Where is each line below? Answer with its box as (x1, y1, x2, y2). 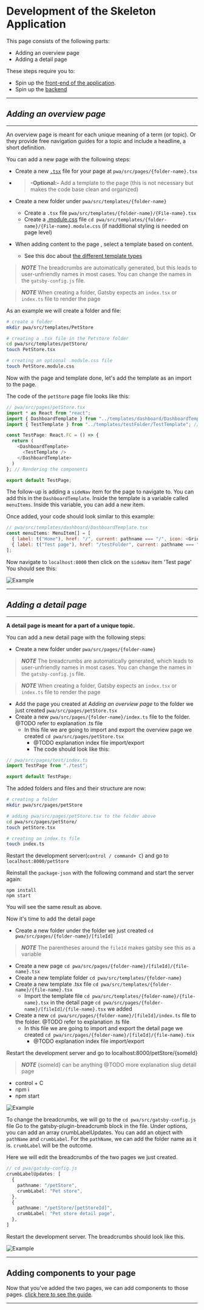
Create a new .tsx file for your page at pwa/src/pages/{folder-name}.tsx (15, 167, 198, 175)
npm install (6, 887, 36, 894)
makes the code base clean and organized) (30, 186, 138, 193)
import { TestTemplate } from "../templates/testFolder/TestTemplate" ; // (6, 421, 200, 427)
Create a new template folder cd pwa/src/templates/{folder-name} (15, 974, 182, 981)
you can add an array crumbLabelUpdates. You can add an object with (6, 1129, 183, 1136)
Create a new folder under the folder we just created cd (15, 927, 154, 935)
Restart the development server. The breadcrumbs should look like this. (6, 1233, 185, 1240)
